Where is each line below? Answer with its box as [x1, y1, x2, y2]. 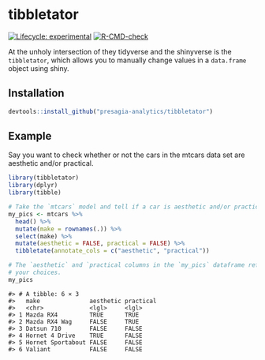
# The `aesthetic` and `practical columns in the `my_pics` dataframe [8, 261, 245, 269]
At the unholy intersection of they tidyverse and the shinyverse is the [8, 47, 232, 56]
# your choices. [8, 268, 62, 277]
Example [8, 129, 52, 143]
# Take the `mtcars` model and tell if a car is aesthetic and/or [8, 203, 231, 211]
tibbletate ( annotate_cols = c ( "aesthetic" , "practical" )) [15, 247, 211, 255]
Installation [8, 87, 65, 100]
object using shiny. [8, 63, 69, 73]
